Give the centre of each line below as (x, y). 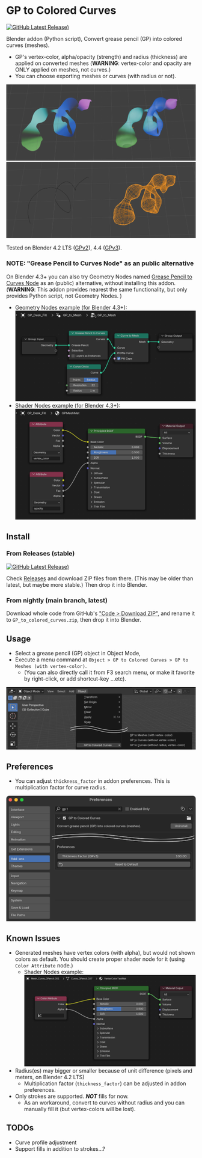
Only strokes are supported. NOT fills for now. (72, 1096)
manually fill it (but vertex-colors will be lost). (80, 1109)
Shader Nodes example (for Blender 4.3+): (68, 406)
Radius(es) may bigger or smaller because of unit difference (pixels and (103, 1071)
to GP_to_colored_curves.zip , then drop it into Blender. (74, 620)
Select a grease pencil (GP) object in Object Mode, (78, 653)
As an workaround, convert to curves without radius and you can (104, 1103)
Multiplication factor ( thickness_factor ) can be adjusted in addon (105, 1083)
